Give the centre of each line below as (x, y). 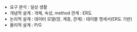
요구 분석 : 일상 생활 (28, 7)
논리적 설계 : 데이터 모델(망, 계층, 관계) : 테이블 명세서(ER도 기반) (71, 19)
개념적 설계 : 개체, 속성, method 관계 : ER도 (51, 13)
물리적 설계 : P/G (26, 25)
